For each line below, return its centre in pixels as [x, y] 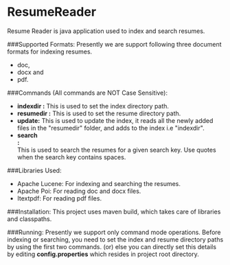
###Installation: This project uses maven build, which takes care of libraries [114, 211]
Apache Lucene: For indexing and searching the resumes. [99, 183]
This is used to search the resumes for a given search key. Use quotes [116, 150]
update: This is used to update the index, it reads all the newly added [115, 120]
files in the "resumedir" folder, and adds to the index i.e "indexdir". [111, 128]
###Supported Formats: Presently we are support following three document [114, 44]
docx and [30, 72]
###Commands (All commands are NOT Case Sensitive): [88, 93]
